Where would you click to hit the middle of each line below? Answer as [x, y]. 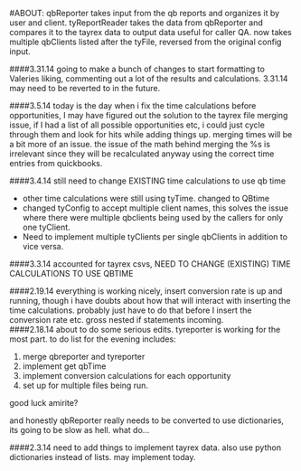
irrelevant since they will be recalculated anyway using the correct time [142, 154]
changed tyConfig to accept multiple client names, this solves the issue [155, 208]
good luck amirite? [44, 403]
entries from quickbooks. [56, 163]
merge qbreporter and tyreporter [84, 357]
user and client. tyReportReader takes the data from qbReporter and [136, 23]
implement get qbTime [64, 366]
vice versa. [43, 246]
